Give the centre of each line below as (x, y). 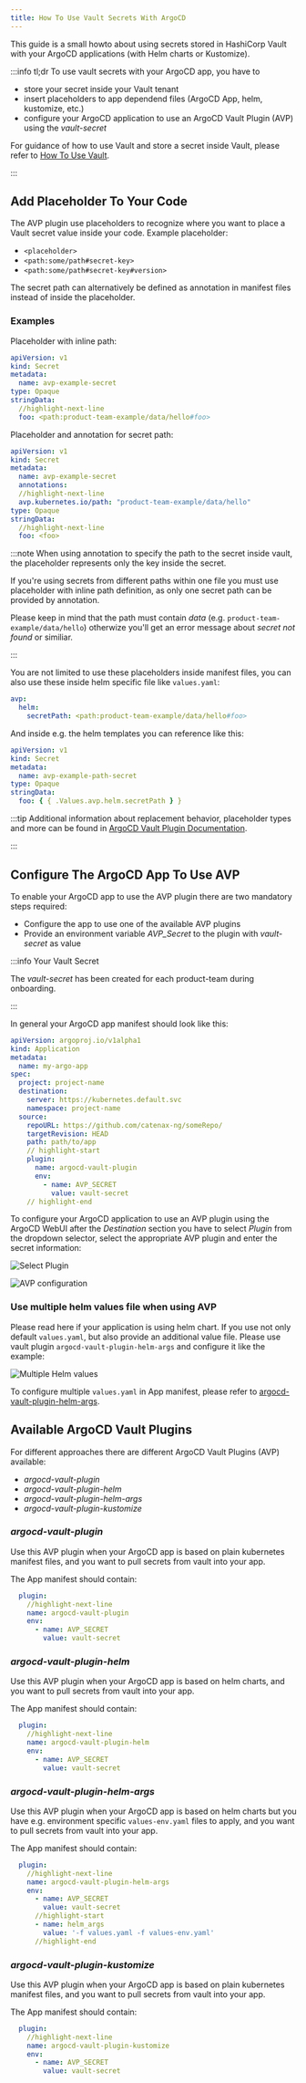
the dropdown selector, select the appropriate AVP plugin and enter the (144, 1238)
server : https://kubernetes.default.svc (104, 1100)
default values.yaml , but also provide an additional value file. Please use (146, 1337)
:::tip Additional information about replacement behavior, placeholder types (151, 818)
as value (65, 943)
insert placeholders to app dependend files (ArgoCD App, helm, (143, 99)
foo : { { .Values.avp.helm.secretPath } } (100, 801)
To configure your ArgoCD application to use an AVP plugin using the (140, 1219)
